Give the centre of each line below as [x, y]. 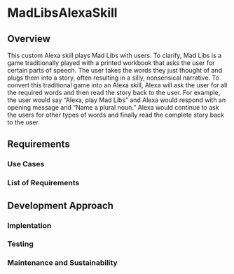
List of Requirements [43, 183]
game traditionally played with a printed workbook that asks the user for [111, 63]
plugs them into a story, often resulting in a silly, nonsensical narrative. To [113, 78]
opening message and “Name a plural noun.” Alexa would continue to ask [113, 107]
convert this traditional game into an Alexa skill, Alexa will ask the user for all [117, 85]
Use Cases [26, 164]
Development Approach [61, 205]
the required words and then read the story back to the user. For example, [114, 93]
